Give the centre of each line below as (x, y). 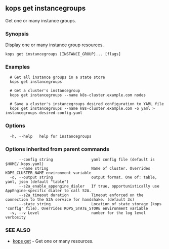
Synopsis (17, 34)
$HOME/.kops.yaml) (25, 164)
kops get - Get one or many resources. (53, 241)
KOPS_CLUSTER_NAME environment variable (49, 173)
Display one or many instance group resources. (55, 45)
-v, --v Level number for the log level (78, 213)
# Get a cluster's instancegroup (45, 91)
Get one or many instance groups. (41, 20)
